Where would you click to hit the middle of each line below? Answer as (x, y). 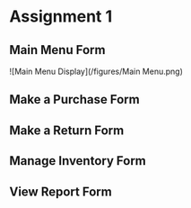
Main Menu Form (57, 50)
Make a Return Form (67, 130)
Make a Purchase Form (75, 99)
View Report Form (61, 191)
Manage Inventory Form (78, 161)
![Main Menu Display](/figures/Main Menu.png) (96, 71)
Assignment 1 (61, 17)
